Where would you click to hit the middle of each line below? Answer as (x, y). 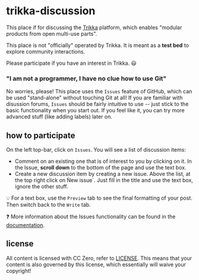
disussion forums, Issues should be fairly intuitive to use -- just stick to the (97, 104)
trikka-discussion (51, 11)
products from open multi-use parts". (52, 33)
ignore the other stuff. (41, 187)
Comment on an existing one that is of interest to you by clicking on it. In (103, 161)
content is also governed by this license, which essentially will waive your (96, 264)
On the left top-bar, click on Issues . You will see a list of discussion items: (96, 150)
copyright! (19, 270)
